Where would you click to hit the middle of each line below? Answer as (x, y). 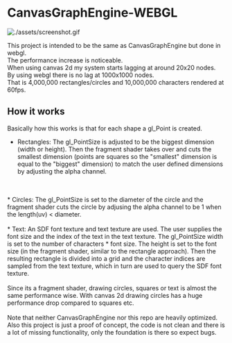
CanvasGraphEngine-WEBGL (92, 13)
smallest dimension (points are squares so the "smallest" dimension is (117, 156)
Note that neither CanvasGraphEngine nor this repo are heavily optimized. (113, 317)
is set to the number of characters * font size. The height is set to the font (112, 244)
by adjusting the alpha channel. (62, 171)
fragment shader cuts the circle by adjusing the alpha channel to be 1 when (114, 207)
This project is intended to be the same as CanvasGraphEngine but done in (114, 45)
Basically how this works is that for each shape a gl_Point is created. (105, 128)
